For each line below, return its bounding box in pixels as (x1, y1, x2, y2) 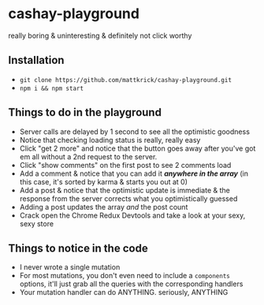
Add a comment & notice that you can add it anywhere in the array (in (19, 169, 249, 178)
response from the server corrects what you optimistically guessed (19, 194, 238, 203)
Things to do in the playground (8, 106, 162, 119)
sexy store (19, 218, 54, 229)
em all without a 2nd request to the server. (19, 151, 158, 162)
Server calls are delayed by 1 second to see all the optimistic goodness (19, 127, 251, 136)
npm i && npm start (19, 84, 84, 92)
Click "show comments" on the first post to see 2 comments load (19, 160, 232, 169)
